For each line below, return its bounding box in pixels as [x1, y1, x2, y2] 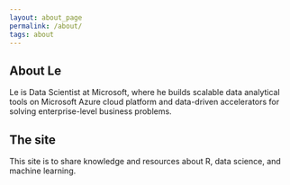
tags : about [9, 30, 54, 39]
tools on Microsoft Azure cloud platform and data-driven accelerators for [9, 96, 280, 108]
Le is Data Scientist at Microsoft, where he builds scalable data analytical [9, 87, 281, 98]
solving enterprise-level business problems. [9, 106, 173, 117]
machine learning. [9, 165, 77, 176]
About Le [9, 63, 61, 78]
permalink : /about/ [9, 22, 83, 31]
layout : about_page [9, 13, 83, 22]
